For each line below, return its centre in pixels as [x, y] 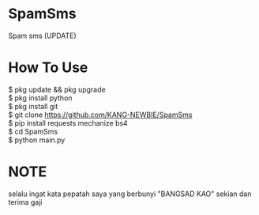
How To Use [48, 68]
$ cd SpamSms [33, 131]
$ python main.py [37, 140]
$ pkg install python [40, 98]
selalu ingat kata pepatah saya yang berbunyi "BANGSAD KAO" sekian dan [130, 194]
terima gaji [25, 202]
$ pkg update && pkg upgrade [57, 89]
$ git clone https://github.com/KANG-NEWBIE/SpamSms [100, 115]
